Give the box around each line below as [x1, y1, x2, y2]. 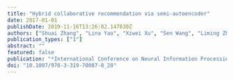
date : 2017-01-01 [7, 17, 58, 24]
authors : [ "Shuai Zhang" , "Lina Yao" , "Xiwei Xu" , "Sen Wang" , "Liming [7, 29, 219, 37]
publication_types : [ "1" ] [7, 36, 82, 43]
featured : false [7, 49, 54, 56]
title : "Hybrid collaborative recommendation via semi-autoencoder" [7, 10, 210, 17]
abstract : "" [7, 42, 45, 49]
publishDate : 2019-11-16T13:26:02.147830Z [7, 23, 132, 30]
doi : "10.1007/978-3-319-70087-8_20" [7, 62, 117, 69]
